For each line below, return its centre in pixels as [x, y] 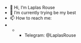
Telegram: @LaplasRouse [50, 35]
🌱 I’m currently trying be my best [43, 13]
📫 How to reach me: [31, 18]
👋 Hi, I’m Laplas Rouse [32, 7]
